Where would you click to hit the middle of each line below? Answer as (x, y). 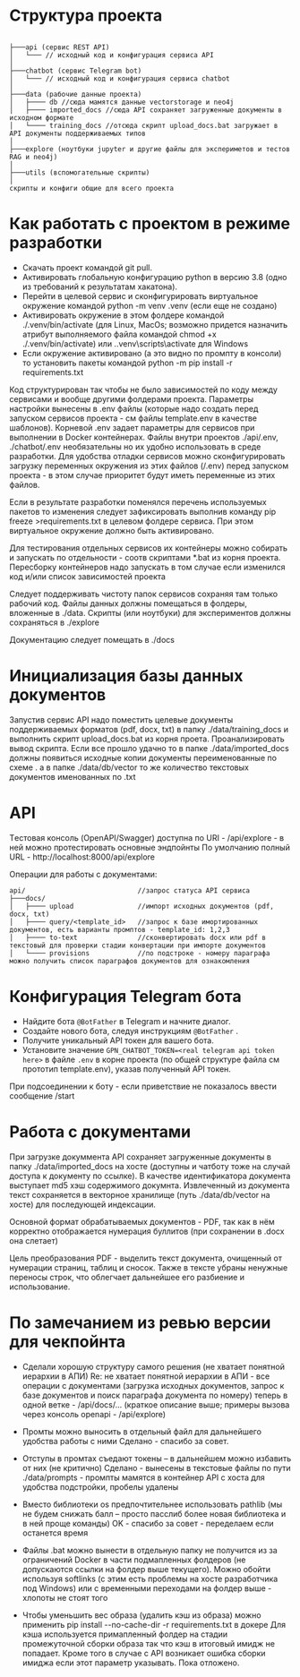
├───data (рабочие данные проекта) (76, 94)
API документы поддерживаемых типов (77, 133)
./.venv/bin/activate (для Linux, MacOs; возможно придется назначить (155, 324)
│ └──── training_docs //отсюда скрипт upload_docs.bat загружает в (144, 125)
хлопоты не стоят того (65, 1597)
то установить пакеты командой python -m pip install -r (127, 363)
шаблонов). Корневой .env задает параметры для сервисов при (132, 427)
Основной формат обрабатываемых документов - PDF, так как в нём (142, 1221)
